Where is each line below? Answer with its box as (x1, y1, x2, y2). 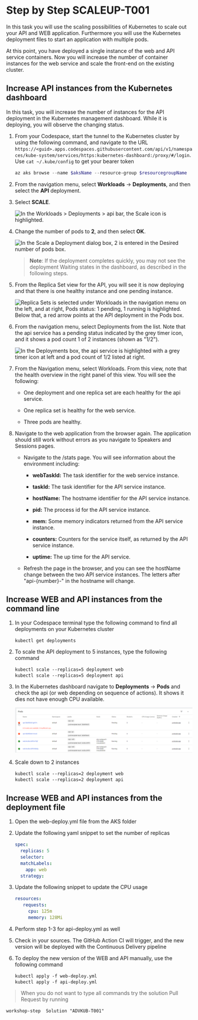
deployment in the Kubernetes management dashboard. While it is (6, 114, 167, 122)
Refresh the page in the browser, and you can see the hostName (23, 565, 181, 572)
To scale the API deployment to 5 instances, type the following (14, 648, 167, 655)
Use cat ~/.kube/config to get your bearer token (14, 158, 134, 165)
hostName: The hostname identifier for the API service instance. (32, 495, 190, 502)
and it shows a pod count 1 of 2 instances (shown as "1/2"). (14, 336, 160, 343)
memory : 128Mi (28, 914, 63, 921)
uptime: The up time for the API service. (32, 553, 131, 560)
